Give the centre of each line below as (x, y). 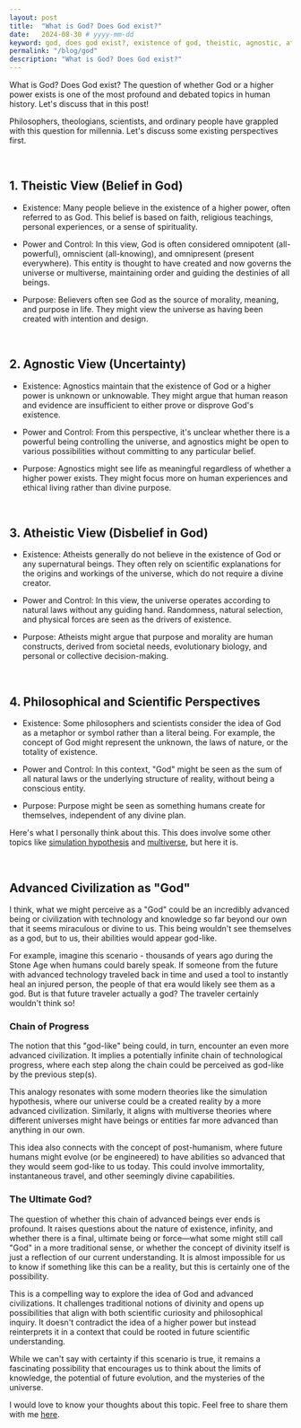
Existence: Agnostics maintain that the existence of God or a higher (146, 386)
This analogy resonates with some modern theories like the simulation (138, 1092)
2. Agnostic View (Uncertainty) (98, 364)
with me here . (34, 1414)
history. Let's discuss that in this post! (79, 104)
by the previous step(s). (53, 1074)
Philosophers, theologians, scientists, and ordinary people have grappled (144, 121)
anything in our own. (47, 1130)
